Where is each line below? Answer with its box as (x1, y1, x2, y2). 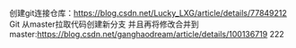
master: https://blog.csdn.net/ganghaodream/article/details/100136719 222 (9, 29, 284, 39)
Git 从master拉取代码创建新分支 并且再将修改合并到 (9, 19, 199, 29)
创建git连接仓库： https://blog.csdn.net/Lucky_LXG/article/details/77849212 (9, 8, 287, 18)
